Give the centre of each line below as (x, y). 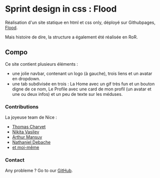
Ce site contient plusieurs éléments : (42, 64)
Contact (15, 160)
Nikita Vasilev (26, 132)
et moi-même (26, 147)
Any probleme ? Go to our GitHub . (39, 171)
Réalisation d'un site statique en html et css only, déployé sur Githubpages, (80, 22)
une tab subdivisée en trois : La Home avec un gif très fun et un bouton (83, 84)
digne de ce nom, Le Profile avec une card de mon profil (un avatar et (82, 89)
